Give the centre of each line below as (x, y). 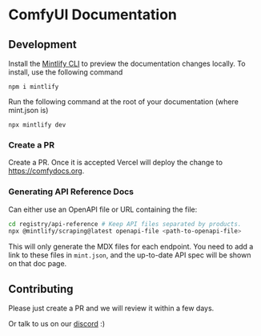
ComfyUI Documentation (93, 15)
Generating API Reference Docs (71, 192)
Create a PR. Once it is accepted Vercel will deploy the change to (115, 163)
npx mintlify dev (37, 125)
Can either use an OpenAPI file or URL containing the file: (103, 209)
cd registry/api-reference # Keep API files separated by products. (125, 224)
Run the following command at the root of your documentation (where (123, 101)
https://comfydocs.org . (46, 171)
